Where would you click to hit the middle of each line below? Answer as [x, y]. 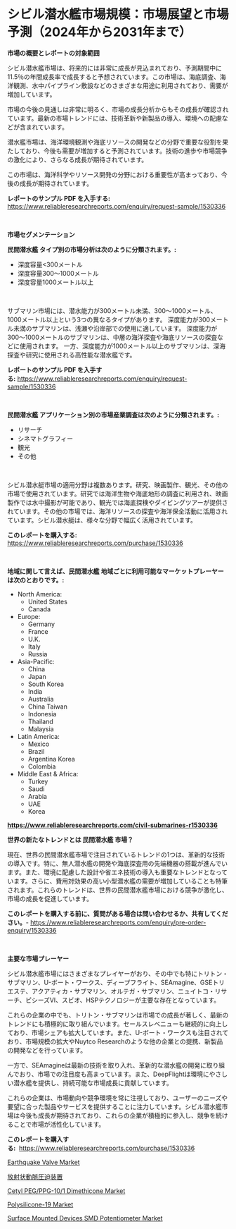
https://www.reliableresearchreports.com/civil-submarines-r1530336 [112, 825]
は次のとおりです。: [36, 580]
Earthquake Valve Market [44, 1162]
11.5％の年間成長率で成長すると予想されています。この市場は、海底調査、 [113, 77]
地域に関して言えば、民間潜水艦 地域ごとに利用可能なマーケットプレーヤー [116, 571]
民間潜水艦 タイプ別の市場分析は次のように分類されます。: [92, 249]
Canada [39, 609]
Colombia [42, 766]
